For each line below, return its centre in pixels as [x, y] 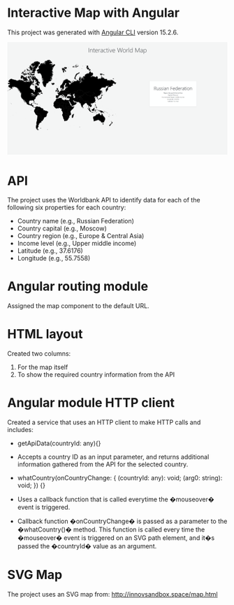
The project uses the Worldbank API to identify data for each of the [104, 200]
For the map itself [43, 367]
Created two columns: [39, 354]
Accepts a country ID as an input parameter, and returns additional [113, 457]
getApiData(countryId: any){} [59, 443]
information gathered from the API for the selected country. [103, 464]
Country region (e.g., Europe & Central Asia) [81, 236]
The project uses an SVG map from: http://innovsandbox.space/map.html [112, 594]
